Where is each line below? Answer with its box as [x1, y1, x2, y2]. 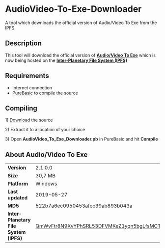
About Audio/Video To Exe [5, 150, 88, 159]
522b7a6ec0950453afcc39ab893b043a [35, 202, 133, 209]
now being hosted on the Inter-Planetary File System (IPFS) [5, 57, 128, 63]
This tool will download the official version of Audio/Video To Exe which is [5, 52, 156, 58]
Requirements [5, 72, 49, 80]
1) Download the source [5, 117, 53, 123]
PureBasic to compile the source [12, 90, 79, 96]
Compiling [5, 104, 38, 112]
